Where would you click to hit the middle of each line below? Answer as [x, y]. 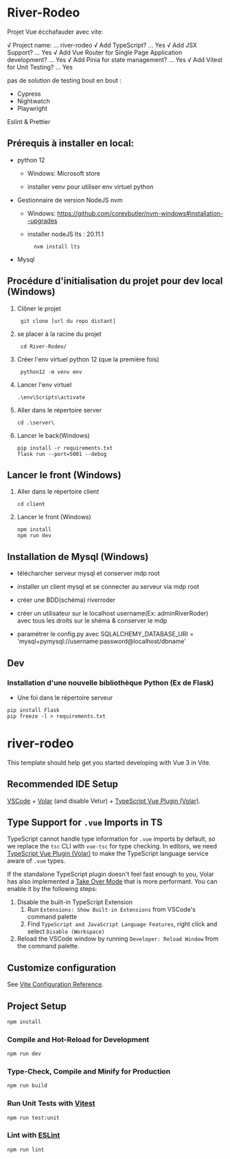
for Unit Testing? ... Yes [40, 67]
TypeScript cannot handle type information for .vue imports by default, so [111, 839]
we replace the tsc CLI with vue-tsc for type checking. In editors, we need [112, 846]
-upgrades [42, 220]
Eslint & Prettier [29, 121]
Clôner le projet [39, 309]
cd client [31, 504]
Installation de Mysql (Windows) [78, 557]
